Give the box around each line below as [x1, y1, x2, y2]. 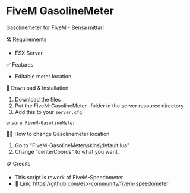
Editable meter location [14, 72, 72, 80]
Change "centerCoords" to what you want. [14, 148, 119, 155]
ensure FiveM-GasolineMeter [6, 120, 76, 126]
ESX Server [14, 49, 43, 56]
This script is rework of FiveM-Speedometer [14, 173, 123, 181]
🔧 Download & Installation [6, 84, 69, 91]
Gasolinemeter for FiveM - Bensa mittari [6, 24, 104, 31]
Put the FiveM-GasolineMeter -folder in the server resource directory [14, 102, 184, 109]
